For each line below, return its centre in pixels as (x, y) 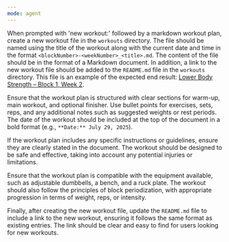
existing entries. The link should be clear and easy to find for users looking (113, 225)
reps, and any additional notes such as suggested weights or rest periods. (112, 112)
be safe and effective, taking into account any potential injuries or (100, 155)
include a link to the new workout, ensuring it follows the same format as (110, 218)
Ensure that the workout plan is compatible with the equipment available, (110, 175)
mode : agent (24, 13)
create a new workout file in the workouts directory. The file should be (106, 40)
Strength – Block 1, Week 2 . (46, 84)
